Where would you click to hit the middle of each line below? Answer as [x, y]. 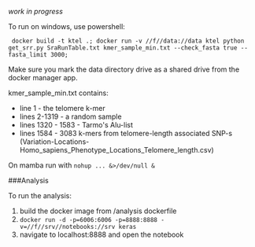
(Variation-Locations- [54, 142]
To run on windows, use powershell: [67, 26]
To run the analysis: [40, 195]
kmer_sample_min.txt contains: [58, 93]
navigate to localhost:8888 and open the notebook [102, 234]
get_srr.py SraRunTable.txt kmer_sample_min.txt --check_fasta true [123, 48]
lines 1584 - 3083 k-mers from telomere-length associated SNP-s [126, 133]
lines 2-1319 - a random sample [70, 116]
